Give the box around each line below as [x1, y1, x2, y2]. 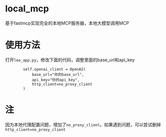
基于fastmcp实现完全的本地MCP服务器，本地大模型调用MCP [5, 20, 130, 26]
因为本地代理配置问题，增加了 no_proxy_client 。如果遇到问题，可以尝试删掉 [5, 122, 161, 128]
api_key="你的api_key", [31, 77, 80, 82]
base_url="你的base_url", [31, 72, 84, 77]
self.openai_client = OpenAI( [23, 67, 86, 72]
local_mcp [5, 3, 49, 14]
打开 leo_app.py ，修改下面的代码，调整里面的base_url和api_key [5, 57, 135, 63]
